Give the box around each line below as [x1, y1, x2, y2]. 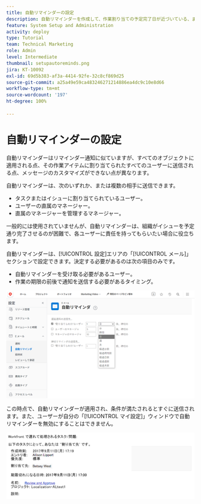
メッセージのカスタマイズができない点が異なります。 [22, 169, 153, 176]
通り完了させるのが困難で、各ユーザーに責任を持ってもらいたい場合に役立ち [6, 230, 194, 237]
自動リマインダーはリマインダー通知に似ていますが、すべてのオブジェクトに [6, 154, 194, 161]
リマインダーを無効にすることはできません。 [6, 420, 117, 427]
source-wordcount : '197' [6, 92, 68, 98]
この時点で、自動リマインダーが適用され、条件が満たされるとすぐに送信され [6, 405, 195, 412]
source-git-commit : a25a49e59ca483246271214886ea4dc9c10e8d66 [6, 79, 165, 85]
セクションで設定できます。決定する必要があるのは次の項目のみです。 [6, 257, 178, 265]
